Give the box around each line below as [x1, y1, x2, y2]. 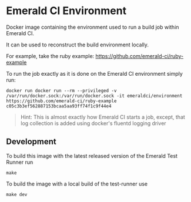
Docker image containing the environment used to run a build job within [6, 23, 179, 31]
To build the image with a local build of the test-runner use [6, 180, 148, 187]
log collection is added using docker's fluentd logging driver [20, 119, 166, 127]
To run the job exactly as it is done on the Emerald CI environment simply [6, 70, 183, 77]
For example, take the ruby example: [6, 52, 95, 59]
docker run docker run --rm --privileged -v [6, 87, 117, 93]
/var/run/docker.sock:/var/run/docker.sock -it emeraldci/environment [6, 93, 183, 99]
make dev [6, 191, 28, 197]
